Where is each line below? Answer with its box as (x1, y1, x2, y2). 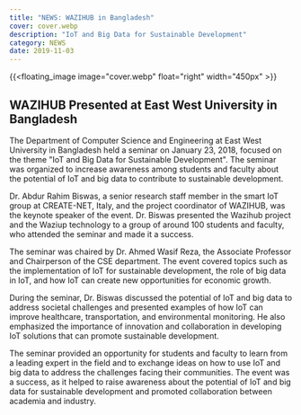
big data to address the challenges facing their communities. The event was (9, 366, 290, 377)
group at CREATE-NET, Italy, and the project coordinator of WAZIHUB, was (9, 199, 286, 211)
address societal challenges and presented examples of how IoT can (9, 302, 263, 313)
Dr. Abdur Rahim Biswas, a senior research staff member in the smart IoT (9, 190, 279, 201)
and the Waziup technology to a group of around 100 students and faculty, (9, 219, 285, 230)
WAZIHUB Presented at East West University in (9, 97, 278, 112)
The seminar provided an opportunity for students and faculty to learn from (9, 348, 288, 358)
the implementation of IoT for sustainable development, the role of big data (9, 265, 287, 276)
